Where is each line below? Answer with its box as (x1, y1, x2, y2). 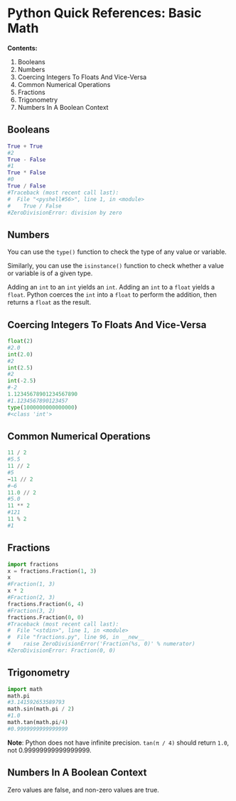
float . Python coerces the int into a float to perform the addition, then (7, 290, 217, 299)
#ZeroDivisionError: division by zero (7, 209, 122, 216)
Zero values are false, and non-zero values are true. (7, 785, 160, 794)
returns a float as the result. (7, 298, 91, 307)
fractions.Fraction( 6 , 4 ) (7, 601, 84, 608)
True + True (7, 143, 43, 150)
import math (7, 685, 43, 693)
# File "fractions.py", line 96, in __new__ (7, 633, 144, 641)
